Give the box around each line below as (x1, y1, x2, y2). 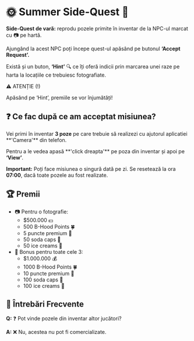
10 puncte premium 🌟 (23, 270, 75, 277)
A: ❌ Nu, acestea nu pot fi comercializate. (6, 329, 107, 336)
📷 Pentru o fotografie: (14, 208, 69, 215)
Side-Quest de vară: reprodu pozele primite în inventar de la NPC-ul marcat (6, 25, 188, 32)
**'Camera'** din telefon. (6, 136, 67, 143)
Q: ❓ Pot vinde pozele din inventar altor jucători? (6, 315, 122, 322)
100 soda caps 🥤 (23, 276, 64, 283)
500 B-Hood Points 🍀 (23, 223, 75, 230)
